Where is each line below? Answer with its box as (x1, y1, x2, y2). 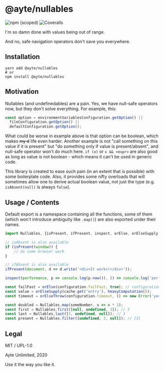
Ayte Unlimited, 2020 (5, 352, 48, 358)
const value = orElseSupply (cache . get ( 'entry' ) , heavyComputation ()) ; (5, 289, 152, 294)
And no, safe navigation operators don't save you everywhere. (5, 38, 131, 44)
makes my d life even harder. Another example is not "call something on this (5, 138, 158, 144)
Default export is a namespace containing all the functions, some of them (5, 211, 153, 217)
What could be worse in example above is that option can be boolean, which (5, 133, 159, 139)
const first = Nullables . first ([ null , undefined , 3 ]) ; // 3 (5, 307, 130, 312)
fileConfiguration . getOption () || (9, 120, 80, 125)
